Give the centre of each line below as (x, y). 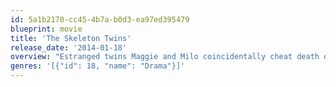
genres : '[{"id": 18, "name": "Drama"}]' (98, 66)
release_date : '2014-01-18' (69, 47)
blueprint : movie (46, 29)
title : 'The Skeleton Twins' (71, 38)
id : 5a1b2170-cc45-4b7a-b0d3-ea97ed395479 (100, 19)
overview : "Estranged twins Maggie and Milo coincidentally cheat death (165, 57)
